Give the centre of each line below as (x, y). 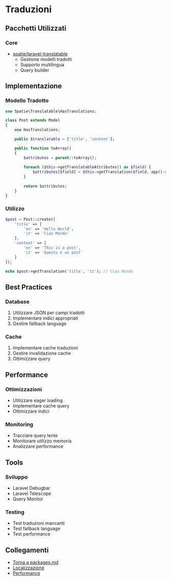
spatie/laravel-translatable (40, 54)
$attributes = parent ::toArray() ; (60, 158)
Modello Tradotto (27, 100)
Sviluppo (17, 477)
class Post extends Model (33, 120)
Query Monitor (28, 499)
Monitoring (19, 424)
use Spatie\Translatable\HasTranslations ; (51, 111)
